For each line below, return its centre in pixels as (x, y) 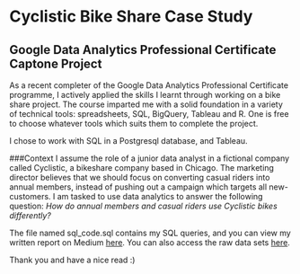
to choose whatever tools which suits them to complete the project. (134, 124)
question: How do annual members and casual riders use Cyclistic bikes (144, 206)
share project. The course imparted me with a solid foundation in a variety (146, 104)
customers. (30, 196)
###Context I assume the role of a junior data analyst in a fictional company (150, 158)
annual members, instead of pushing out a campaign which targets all (138, 187)
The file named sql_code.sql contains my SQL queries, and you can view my (150, 233)
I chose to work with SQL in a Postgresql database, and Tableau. (129, 141)
